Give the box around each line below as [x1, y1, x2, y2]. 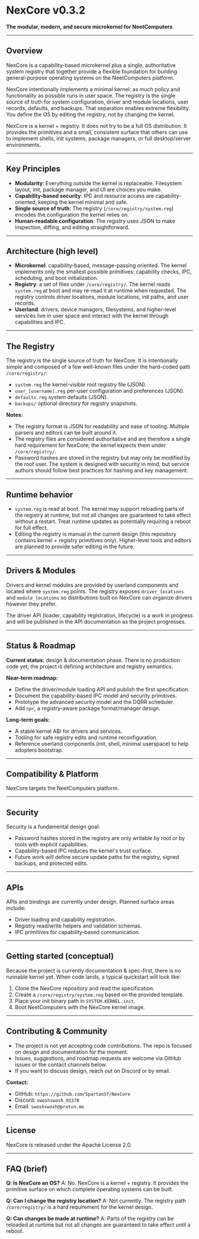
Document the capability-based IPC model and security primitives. [14, 692, 177, 699]
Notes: [6, 411, 24, 419]
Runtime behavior [6, 490, 73, 500]
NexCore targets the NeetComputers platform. [6, 785, 120, 792]
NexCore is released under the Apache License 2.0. [6, 1141, 132, 1148]
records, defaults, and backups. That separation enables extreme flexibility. [6, 104, 191, 111]
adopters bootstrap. [14, 746, 63, 754]
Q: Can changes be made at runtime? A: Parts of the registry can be [6, 1215, 174, 1222]
